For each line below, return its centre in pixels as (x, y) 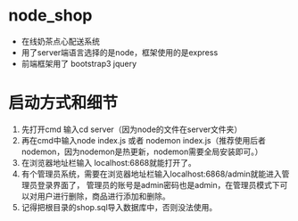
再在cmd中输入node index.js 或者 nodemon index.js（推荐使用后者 (144, 140)
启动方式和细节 (63, 103)
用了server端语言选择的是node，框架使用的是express (120, 52)
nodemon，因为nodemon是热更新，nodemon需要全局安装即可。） (142, 151)
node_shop (50, 16)
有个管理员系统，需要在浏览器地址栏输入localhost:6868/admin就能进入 (151, 174)
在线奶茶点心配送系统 (60, 41)
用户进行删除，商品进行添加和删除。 (103, 196)
